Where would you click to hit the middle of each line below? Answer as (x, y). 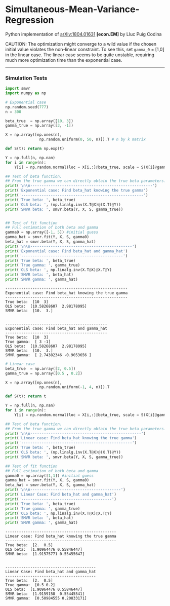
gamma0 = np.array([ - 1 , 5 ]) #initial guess (52, 232)
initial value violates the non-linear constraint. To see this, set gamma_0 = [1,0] (85, 49)
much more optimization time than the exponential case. (64, 60)
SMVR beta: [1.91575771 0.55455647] (45, 554)
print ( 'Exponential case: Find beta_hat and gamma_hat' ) (67, 251)
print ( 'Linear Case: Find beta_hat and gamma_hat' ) (61, 495)
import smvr (18, 89)
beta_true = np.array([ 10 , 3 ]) (39, 121)
